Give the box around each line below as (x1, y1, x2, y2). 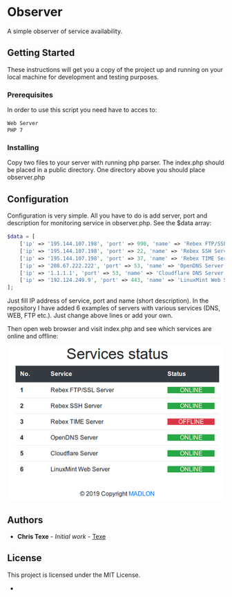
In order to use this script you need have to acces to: (7, 106, 157, 114)
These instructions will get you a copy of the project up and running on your (7, 65, 223, 73)
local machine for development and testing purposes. (7, 73, 159, 81)
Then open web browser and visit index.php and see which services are (7, 325, 212, 333)
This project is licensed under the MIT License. (7, 571, 141, 579)
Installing (7, 142, 39, 152)
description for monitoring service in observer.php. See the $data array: (7, 219, 212, 227)
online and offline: (7, 332, 59, 341)
